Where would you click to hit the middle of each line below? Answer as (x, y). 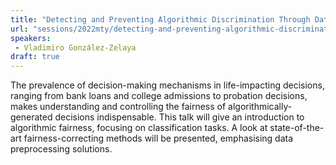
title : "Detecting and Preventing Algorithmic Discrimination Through (160, 19)
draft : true (35, 57)
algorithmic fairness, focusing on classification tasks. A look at (139, 128)
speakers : (31, 38)
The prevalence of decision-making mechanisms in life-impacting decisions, (167, 85)
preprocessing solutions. (61, 149)
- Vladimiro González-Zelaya (75, 47)
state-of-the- (297, 128)
